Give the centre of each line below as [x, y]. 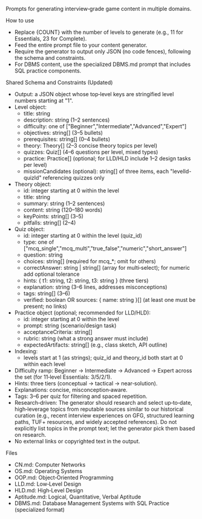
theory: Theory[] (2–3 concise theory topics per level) [90, 145]
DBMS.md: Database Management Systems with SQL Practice [92, 503]
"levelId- [181, 171]
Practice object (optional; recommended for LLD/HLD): [83, 313]
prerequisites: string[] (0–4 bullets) [67, 139]
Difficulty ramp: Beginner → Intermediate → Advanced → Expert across [103, 370]
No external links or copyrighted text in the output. [77, 441]
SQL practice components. [48, 71]
